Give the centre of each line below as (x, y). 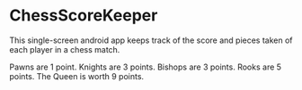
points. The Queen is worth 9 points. (77, 76)
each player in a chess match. (65, 49)
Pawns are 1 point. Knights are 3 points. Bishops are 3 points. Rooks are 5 (145, 67)
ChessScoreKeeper (84, 16)
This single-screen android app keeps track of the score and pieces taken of (151, 40)
